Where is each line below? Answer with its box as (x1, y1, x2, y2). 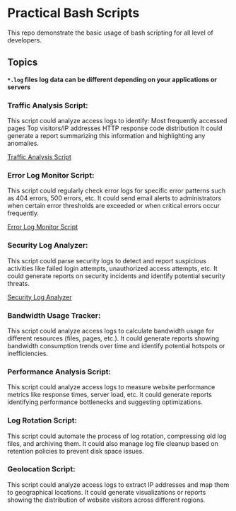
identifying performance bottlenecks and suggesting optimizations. (7, 398, 203, 406)
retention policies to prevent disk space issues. (7, 447, 145, 455)
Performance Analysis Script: (7, 367, 112, 377)
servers (7, 83, 31, 91)
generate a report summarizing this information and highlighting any (7, 132, 206, 140)
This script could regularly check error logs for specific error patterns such (7, 186, 226, 195)
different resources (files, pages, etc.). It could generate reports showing (7, 334, 220, 343)
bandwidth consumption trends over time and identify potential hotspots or (7, 341, 225, 350)
